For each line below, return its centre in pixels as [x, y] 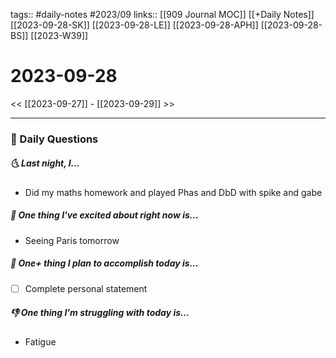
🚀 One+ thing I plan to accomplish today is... [104, 263]
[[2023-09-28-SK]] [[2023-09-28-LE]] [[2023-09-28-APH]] [134, 25]
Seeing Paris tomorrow [72, 240]
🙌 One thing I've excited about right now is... [104, 215]
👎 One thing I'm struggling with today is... [100, 313]
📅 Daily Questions [54, 139]
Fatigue [40, 341]
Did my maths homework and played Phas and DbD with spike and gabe [173, 192]
